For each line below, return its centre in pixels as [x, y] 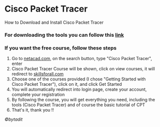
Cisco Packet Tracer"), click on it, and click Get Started [67, 84]
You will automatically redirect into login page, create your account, [79, 89]
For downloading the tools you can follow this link [64, 35]
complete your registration [38, 95]
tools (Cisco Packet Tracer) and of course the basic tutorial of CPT [78, 105]
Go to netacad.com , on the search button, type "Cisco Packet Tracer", [82, 59]
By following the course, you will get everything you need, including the [83, 100]
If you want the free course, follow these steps [61, 48]
